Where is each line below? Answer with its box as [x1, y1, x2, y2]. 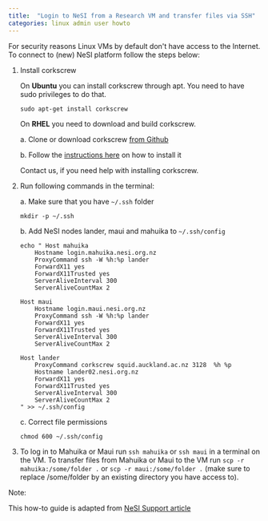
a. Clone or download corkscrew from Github [19, 134, 170, 144]
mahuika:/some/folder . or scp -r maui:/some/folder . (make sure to [19, 463, 250, 473]
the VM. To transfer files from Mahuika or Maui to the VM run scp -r [19, 454, 245, 465]
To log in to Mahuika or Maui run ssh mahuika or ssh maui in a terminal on [19, 446, 260, 456]
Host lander [19, 353, 60, 361]
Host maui [19, 297, 54, 305]
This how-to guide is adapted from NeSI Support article [8, 503, 191, 513]
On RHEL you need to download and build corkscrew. [19, 119, 196, 128]
